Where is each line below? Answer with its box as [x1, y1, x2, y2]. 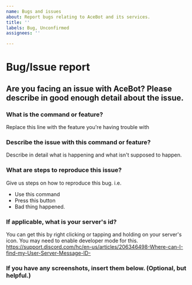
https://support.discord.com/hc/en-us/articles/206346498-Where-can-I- [6, 243, 183, 250]
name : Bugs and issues [6, 8, 61, 15]
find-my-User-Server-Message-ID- [6, 249, 91, 256]
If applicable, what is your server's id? [6, 217, 117, 225]
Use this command [14, 190, 60, 197]
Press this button [14, 197, 56, 204]
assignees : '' [6, 30, 41, 36]
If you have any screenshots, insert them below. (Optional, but [6, 264, 187, 272]
